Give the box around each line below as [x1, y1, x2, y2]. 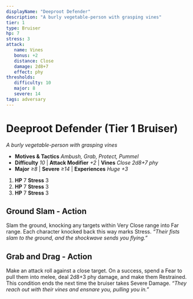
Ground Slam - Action [6, 206, 87, 216]
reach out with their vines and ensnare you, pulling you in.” [6, 286, 149, 293]
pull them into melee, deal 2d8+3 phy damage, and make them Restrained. [6, 274, 187, 281]
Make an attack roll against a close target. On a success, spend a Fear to [6, 267, 182, 274]
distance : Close [14, 58, 54, 64]
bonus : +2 [14, 52, 38, 58]
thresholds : [6, 74, 35, 80]
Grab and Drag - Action [6, 251, 92, 261]
